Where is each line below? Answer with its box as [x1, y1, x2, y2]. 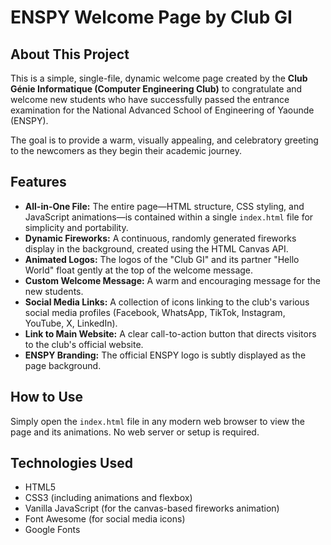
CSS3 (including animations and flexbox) [24, 492, 193, 504]
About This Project [10, 46, 130, 63]
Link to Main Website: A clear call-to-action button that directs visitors [24, 327, 317, 340]
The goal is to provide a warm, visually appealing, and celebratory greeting [10, 134, 319, 146]
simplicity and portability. [24, 221, 129, 233]
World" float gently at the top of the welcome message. [24, 264, 254, 276]
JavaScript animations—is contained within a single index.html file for [24, 211, 314, 223]
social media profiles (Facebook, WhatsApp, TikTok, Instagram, [24, 306, 286, 318]
